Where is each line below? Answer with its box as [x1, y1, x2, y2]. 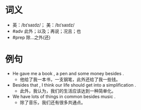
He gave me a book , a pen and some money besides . [12, 70, 125, 76]
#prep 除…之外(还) [12, 34, 51, 40]
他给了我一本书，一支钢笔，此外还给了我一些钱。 [19, 76, 121, 82]
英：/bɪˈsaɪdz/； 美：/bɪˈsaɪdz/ [12, 22, 75, 28]
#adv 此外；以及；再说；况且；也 [12, 28, 81, 34]
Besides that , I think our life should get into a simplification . [12, 82, 136, 88]
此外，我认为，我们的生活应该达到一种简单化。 [19, 88, 116, 94]
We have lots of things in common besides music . [12, 93, 116, 100]
